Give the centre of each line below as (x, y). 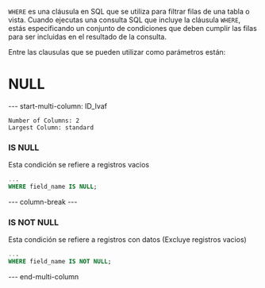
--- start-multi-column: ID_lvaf (58, 106)
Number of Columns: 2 (44, 121)
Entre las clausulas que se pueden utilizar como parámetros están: (117, 52)
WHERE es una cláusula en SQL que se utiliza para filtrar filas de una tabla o (129, 12)
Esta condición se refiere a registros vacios (79, 165)
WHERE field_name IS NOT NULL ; (60, 262)
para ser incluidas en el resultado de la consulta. (87, 36)
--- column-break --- (43, 202)
